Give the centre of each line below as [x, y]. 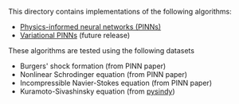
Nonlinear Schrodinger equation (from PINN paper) [104, 74]
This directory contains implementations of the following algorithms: [120, 12]
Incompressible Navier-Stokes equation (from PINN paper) [116, 83]
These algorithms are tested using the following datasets [102, 50]
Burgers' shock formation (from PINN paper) [93, 66]
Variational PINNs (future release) [75, 35]
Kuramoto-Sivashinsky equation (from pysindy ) [97, 91]
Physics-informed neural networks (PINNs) [90, 27]
